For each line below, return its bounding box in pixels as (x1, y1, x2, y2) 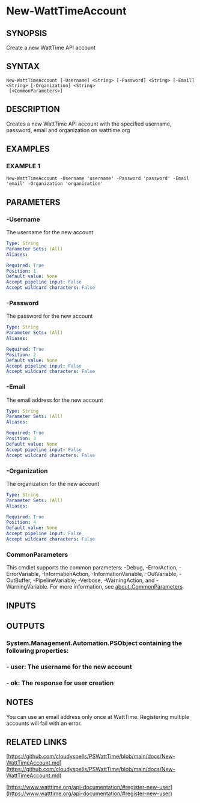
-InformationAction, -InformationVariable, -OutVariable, (41, 571, 178, 578)
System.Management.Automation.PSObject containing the (6, 638, 183, 647)
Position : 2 (6, 351, 36, 358)
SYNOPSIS (6, 28, 47, 38)
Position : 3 (6, 435, 36, 442)
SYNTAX (6, 61, 40, 71)
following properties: (6, 646, 69, 655)
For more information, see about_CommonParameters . (50, 583, 184, 590)
